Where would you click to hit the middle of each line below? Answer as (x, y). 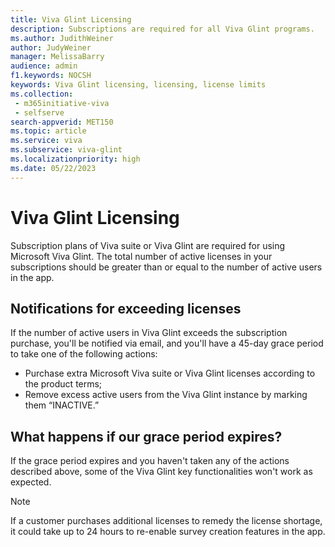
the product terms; (63, 384)
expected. (31, 482)
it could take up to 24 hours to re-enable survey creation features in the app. (168, 532)
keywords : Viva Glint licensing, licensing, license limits (138, 85)
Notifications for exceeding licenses (126, 308)
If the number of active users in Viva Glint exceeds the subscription (149, 333)
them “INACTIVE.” (62, 405)
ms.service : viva (46, 141)
